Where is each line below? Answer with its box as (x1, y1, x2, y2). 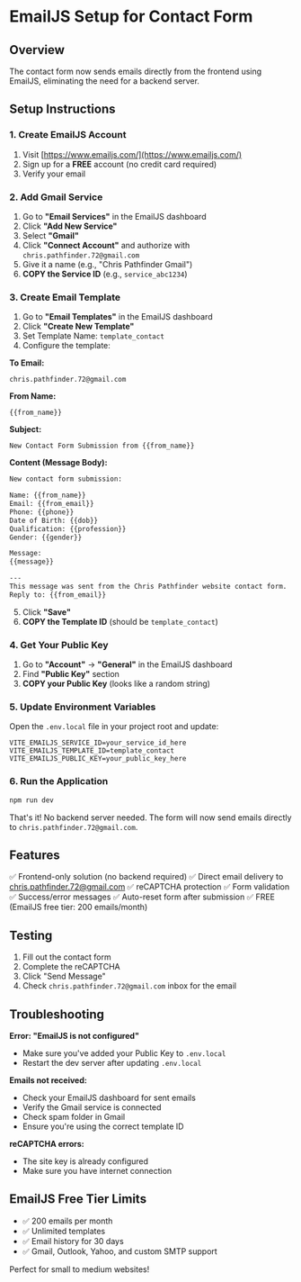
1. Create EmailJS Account (9, 129, 127, 141)
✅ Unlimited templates (22, 1225, 106, 1236)
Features (9, 847, 60, 862)
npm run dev (9, 795, 54, 805)
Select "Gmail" (22, 230, 79, 240)
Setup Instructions (9, 102, 116, 117)
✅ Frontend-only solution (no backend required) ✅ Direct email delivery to (9, 871, 284, 882)
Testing (9, 927, 53, 943)
